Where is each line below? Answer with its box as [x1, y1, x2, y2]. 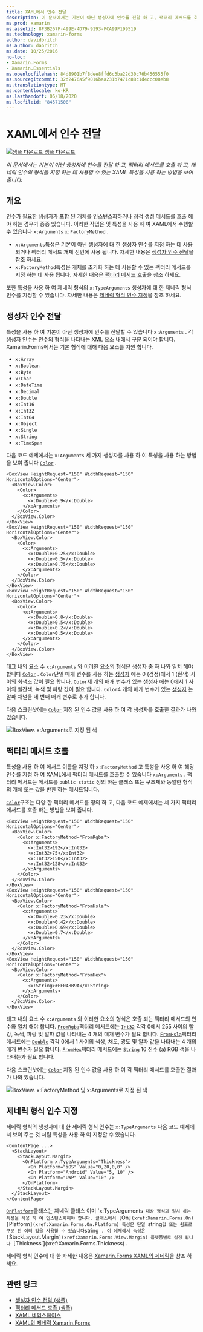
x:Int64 [14, 414, 34, 421]
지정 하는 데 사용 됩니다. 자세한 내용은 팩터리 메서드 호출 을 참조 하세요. [14, 271, 181, 279]
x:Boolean [14, 363, 40, 369]
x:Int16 [14, 402, 34, 408]
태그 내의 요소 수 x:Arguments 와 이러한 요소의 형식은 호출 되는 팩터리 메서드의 [6, 1015, 190, 1022]
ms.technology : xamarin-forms [6, 31, 83, 38]
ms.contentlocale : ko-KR [6, 88, 69, 94]
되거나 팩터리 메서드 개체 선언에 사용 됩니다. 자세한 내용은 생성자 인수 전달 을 [14, 248, 195, 256]
